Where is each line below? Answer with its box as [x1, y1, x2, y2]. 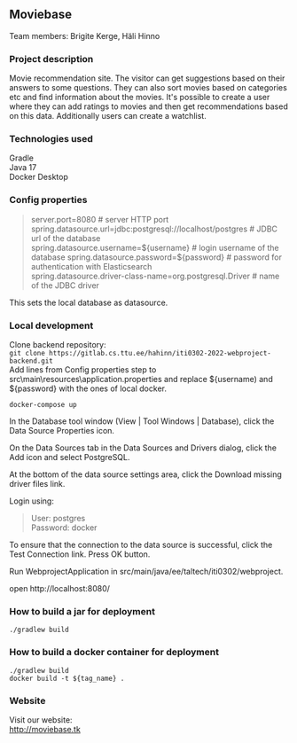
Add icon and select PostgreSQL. [9, 452, 130, 462]
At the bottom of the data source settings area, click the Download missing [9, 469, 282, 480]
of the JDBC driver [30, 279, 100, 291]
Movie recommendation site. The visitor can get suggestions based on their [9, 73, 285, 83]
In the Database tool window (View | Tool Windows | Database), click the [9, 416, 275, 426]
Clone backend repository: [9, 340, 106, 349]
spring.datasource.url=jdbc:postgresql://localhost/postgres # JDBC [30, 223, 277, 234]
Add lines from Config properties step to [9, 364, 157, 375]
